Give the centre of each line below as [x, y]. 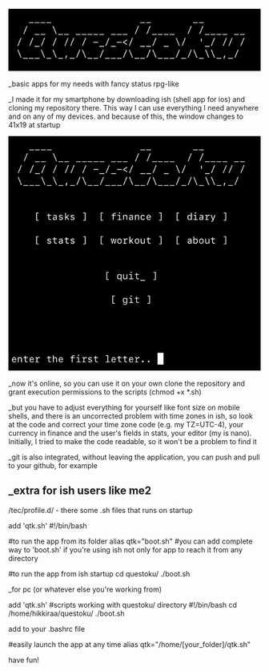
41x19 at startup [34, 125]
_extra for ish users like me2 [80, 491]
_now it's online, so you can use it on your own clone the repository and [127, 383]
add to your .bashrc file [47, 629]
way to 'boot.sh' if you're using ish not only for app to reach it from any [125, 549]
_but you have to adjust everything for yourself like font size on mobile [124, 407]
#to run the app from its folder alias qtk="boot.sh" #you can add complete [130, 541]
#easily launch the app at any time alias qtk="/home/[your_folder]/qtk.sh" [129, 644]
